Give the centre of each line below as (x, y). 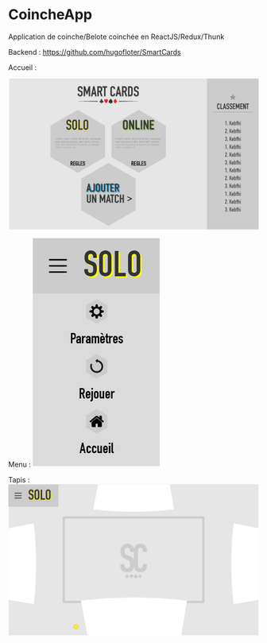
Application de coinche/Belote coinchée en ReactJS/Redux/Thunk (116, 37)
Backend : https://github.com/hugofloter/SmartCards (95, 52)
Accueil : (23, 67)
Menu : (20, 464)
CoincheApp (50, 15)
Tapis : (19, 479)
